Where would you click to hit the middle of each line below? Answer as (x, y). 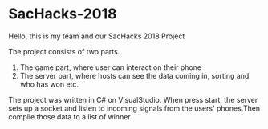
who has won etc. (49, 84)
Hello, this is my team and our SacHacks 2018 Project (97, 36)
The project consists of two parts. (64, 51)
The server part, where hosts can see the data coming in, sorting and (134, 75)
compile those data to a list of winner (69, 116)
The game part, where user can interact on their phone (111, 67)
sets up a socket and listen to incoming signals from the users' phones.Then (134, 108)
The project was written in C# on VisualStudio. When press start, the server (133, 99)
